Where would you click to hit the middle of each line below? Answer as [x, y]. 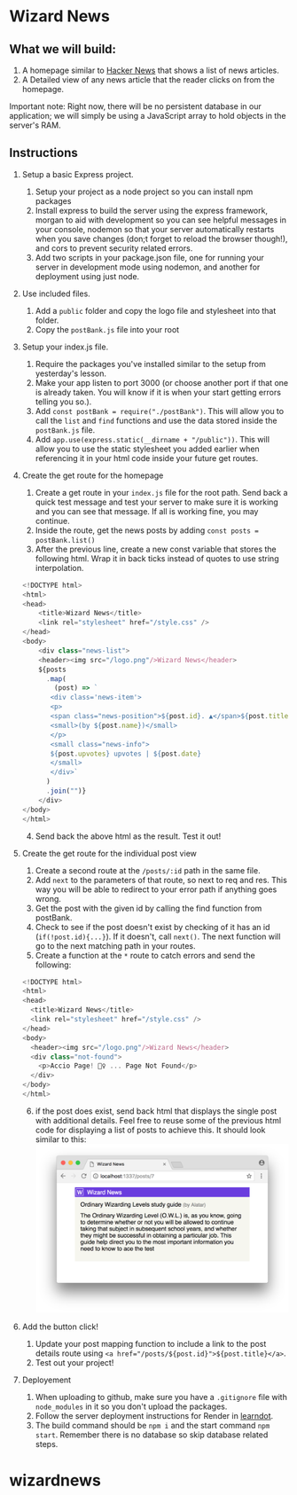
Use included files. [56, 294]
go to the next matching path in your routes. [116, 945]
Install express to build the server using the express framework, [152, 210]
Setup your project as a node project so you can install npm [144, 192]
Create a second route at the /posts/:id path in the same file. [148, 870]
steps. [47, 1444]
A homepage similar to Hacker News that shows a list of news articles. [150, 70]
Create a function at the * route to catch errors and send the [145, 955]
